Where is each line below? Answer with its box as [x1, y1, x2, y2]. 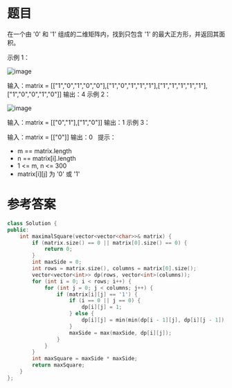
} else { [69, 310, 95, 317]
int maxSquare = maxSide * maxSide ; [32, 355, 138, 362]
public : [7, 226, 30, 233]
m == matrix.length [17, 146, 72, 155]
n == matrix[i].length [17, 154, 76, 162]
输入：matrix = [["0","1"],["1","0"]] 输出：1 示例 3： [7, 118, 150, 126]
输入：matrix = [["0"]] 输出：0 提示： [7, 132, 116, 141]
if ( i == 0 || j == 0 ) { [69, 297, 141, 304]
